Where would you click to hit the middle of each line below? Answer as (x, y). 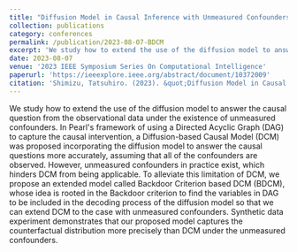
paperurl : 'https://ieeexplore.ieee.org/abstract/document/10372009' (140, 75)
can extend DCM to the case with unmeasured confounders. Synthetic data (147, 211)
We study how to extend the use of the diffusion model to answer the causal (148, 108)
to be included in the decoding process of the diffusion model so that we (141, 202)
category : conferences (51, 34)
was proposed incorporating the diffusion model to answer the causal (136, 146)
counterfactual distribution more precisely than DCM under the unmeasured (147, 230)
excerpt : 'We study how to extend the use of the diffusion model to (140, 50)
